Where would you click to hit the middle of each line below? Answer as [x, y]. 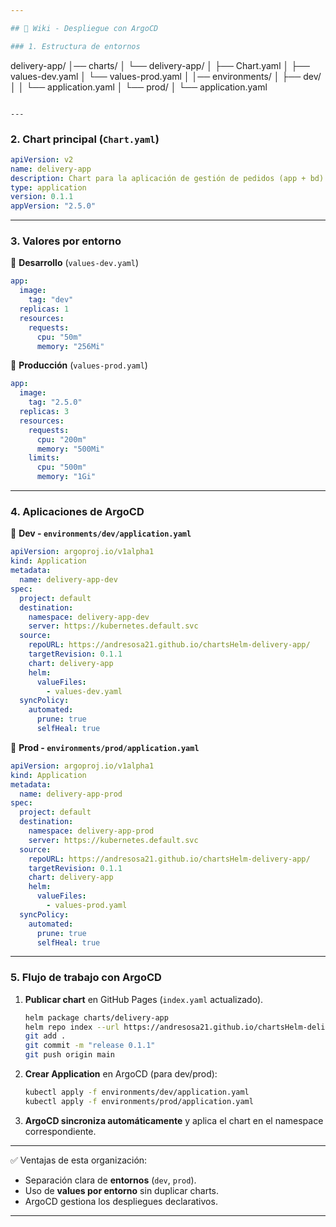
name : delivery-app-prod [71, 794]
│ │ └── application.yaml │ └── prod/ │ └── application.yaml [139, 87]
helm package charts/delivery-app [96, 1017]
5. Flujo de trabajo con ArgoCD [86, 978]
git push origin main [69, 1055]
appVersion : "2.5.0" [53, 206]
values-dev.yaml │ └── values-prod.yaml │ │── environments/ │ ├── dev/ [166, 76]
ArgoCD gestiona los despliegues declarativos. [121, 1201]
